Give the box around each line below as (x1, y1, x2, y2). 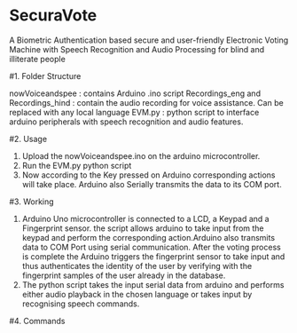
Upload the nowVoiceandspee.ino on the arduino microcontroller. (21, 150, 261, 161)
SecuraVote (9, 5, 98, 26)
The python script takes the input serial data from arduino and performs (21, 279, 285, 289)
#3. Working (9, 196, 55, 207)
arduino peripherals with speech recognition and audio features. (9, 116, 244, 127)
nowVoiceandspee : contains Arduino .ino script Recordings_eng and (9, 88, 262, 99)
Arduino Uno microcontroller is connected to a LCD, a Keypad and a (21, 213, 270, 224)
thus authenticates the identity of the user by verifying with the (21, 260, 253, 271)
